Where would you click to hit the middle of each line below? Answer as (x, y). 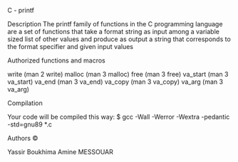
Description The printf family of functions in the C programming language (115, 24)
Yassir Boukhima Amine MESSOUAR (61, 152)
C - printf (21, 10)
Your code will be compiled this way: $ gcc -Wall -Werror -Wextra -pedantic (119, 117)
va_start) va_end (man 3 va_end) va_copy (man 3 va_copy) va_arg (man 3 (115, 82)
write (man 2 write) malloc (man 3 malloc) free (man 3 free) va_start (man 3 (118, 74)
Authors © (23, 138)
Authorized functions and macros (56, 60)
